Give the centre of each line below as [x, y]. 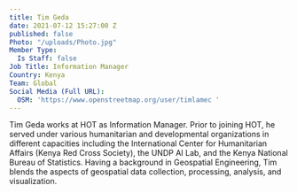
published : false [41, 34]
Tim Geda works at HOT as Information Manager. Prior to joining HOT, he [142, 125]
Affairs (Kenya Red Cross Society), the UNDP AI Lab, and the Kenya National [148, 153]
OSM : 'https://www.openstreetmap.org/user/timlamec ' [118, 100]
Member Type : [33, 50]
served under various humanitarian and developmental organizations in [139, 135]
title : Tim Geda [39, 17]
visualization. [33, 181]
